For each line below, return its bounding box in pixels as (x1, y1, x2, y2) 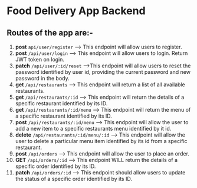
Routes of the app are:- (6, 28, 93, 38)
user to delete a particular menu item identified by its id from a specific (15, 138, 188, 144)
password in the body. (15, 75, 70, 82)
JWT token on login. (15, 56, 64, 63)
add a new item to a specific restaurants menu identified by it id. (15, 125, 172, 132)
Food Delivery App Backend (6, 4, 146, 18)
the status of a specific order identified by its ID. (15, 176, 132, 182)
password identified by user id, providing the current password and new (15, 69, 191, 75)
